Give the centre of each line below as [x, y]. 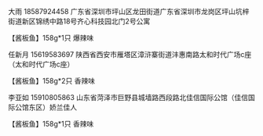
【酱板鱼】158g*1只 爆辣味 [51, 38]
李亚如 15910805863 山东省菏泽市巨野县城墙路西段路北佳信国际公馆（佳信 [128, 97]
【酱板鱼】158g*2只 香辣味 [52, 81]
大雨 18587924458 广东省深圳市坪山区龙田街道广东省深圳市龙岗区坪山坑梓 [129, 11]
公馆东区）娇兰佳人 [46, 107]
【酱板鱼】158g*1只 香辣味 [51, 124]
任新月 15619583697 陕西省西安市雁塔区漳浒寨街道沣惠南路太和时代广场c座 [130, 54]
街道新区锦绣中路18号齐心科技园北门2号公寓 [79, 21]
